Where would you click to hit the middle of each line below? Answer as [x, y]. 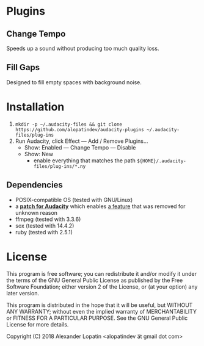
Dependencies [35, 185]
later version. [23, 293]
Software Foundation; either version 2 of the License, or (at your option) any [102, 287]
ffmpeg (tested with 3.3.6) [48, 219]
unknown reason [36, 212]
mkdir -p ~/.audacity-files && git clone [68, 124]
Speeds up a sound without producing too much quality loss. [83, 48]
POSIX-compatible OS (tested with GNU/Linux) [74, 200]
